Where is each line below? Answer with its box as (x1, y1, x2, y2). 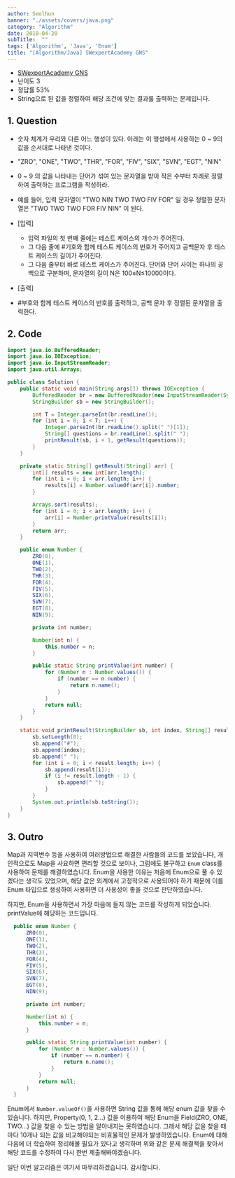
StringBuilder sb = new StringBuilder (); (32, 398, 155, 405)
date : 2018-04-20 (7, 29, 58, 37)
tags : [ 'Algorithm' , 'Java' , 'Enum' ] (7, 43, 117, 50)
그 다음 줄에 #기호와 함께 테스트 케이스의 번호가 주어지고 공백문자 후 (27, 242, 213, 251)
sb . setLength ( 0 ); (32, 734, 83, 741)
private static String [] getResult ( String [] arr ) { (20, 463, 173, 470)
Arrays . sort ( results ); (32, 501, 99, 508)
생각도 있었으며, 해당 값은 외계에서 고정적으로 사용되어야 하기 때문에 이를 (25, 876, 224, 885)
